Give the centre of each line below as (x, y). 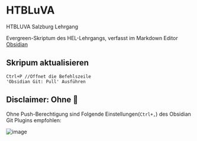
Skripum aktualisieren (48, 63)
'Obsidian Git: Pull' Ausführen (46, 81)
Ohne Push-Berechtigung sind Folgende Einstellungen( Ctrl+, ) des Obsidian (98, 114)
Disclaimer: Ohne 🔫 (42, 100)
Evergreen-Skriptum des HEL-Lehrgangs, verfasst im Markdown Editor (92, 38)
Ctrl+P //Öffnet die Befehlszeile (49, 76)
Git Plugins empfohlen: (34, 120)
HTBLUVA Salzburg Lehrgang (42, 27)
